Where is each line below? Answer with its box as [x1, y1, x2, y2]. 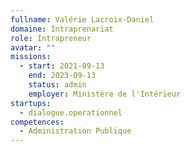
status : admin [28, 80, 87, 90]
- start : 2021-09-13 [19, 61, 105, 71]
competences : [10, 117, 65, 127]
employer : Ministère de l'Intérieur [28, 89, 182, 99]
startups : [10, 98, 52, 108]
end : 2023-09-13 [28, 71, 97, 81]
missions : [10, 52, 52, 62]
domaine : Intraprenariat [10, 24, 114, 34]
